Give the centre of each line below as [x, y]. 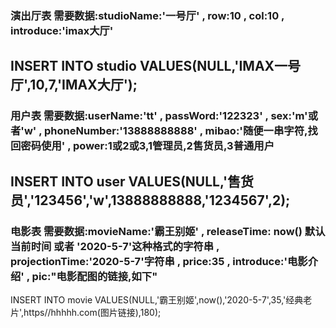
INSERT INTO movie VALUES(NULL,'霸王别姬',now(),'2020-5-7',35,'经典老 [161, 299]
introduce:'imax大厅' [62, 30]
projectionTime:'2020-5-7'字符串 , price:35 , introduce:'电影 [159, 261]
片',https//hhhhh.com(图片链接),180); [86, 312]
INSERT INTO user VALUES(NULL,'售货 [132, 181]
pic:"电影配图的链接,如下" [94, 276]
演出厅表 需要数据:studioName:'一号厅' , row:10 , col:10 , [147, 15]
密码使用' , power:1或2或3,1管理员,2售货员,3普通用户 [147, 146]
